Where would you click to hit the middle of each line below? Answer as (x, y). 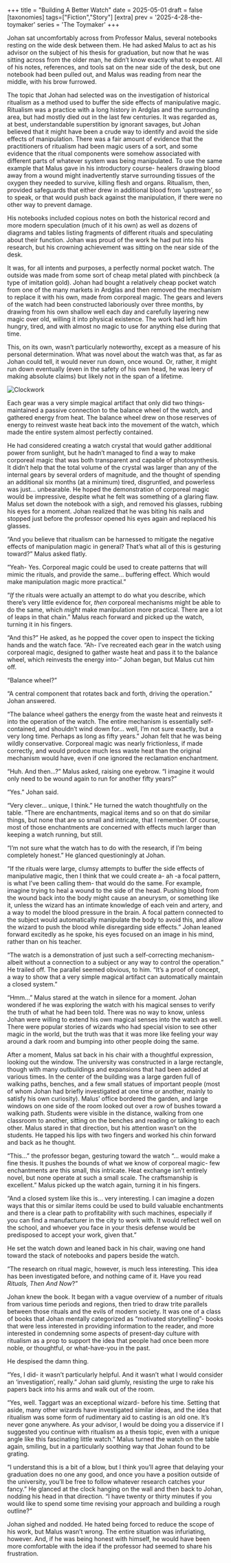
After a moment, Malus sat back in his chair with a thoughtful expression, (110, 1055)
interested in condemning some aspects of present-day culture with (103, 1333)
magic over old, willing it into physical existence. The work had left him (107, 319)
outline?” (20, 1511)
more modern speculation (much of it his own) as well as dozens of (102, 225)
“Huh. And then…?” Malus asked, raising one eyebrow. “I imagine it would (111, 771)
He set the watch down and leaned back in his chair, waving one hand (106, 1248)
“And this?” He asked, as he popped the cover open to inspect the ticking (111, 638)
